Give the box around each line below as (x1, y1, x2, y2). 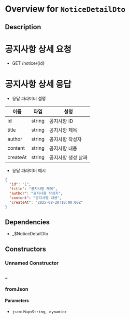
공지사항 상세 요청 (5, 44, 72, 54)
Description (5, 23, 41, 31)
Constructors (5, 245, 46, 253)
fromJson (5, 285, 29, 292)
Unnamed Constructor (5, 259, 59, 266)
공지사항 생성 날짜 (49, 154, 88, 161)
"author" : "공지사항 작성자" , (9, 191, 63, 196)
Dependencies (5, 218, 50, 226)
